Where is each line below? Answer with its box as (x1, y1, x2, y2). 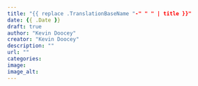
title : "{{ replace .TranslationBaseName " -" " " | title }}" (7, 10, 192, 17)
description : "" (7, 42, 54, 49)
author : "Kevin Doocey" (7, 29, 77, 37)
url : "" (7, 49, 30, 56)
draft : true (7, 23, 42, 30)
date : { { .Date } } (7, 17, 61, 24)
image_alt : (7, 68, 39, 75)
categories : (7, 55, 42, 62)
